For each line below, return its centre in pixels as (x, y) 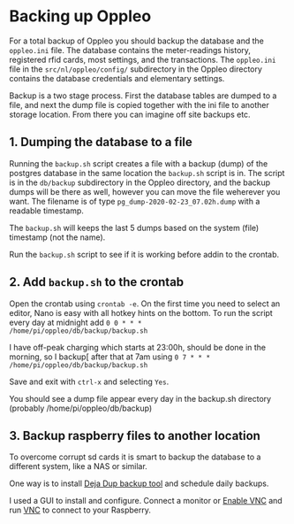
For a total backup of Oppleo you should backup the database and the (137, 41)
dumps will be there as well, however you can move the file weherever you (145, 191)
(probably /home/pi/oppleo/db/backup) (81, 408)
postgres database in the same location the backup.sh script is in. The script (147, 173)
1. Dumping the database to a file (101, 142)
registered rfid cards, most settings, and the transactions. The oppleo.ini (143, 59)
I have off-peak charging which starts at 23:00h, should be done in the (138, 347)
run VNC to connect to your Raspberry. (80, 510)
